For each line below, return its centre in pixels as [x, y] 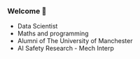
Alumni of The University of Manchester [75, 41]
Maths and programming [53, 33]
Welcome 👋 [27, 11]
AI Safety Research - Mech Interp [65, 49]
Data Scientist [37, 26]
